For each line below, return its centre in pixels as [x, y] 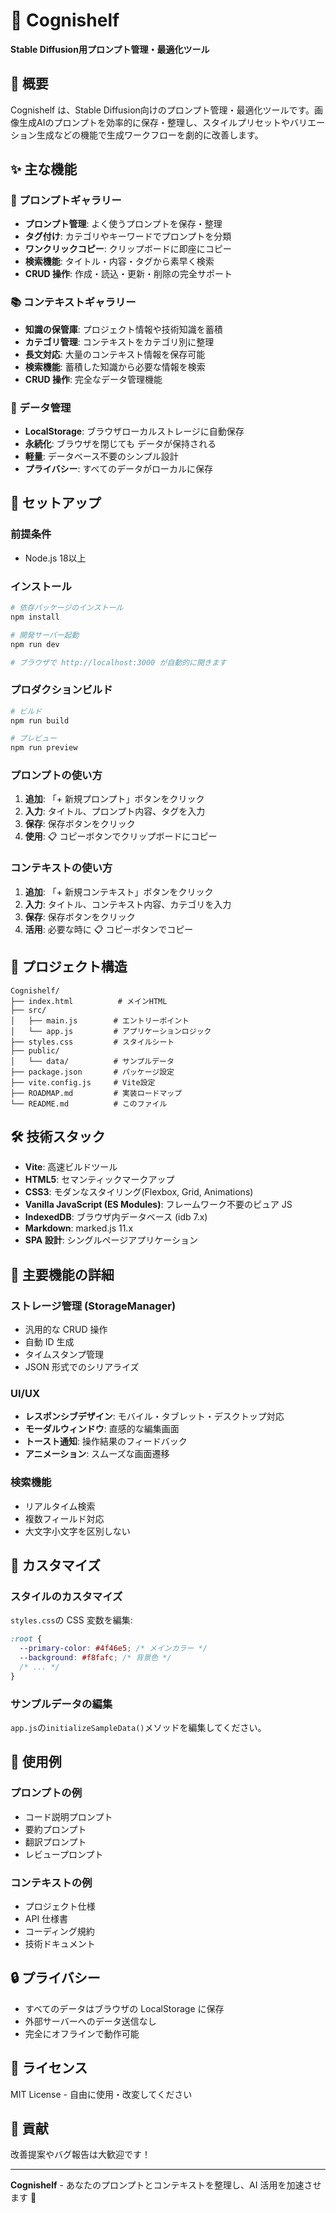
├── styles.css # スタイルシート [92, 1042]
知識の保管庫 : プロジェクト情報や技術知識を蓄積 [123, 329]
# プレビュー [33, 739]
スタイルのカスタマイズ [66, 1596]
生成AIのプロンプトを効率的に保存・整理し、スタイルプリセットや [154, 122]
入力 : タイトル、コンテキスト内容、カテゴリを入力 [128, 904]
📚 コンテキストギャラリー [73, 302]
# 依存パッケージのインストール [67, 608]
